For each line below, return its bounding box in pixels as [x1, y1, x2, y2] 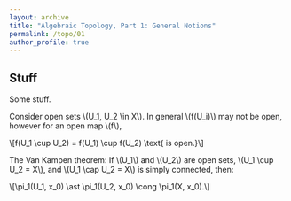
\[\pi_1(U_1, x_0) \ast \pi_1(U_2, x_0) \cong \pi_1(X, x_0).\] [9, 182, 210, 192]
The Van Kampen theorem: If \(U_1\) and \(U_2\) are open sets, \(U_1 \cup [9, 155, 274, 166]
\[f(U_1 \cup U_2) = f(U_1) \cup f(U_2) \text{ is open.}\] [9, 138, 204, 149]
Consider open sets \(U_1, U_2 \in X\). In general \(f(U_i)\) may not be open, [9, 112, 282, 122]
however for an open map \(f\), [9, 120, 122, 131]
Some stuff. [9, 94, 51, 104]
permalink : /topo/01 [9, 29, 86, 38]
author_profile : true [9, 37, 90, 47]
